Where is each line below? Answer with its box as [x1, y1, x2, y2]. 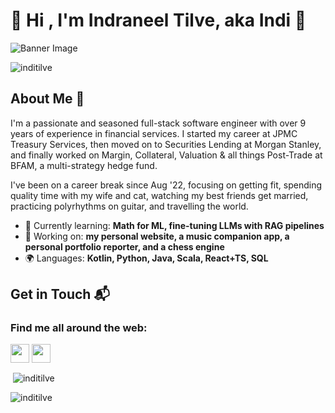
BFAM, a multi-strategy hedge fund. [10, 159, 158, 171]
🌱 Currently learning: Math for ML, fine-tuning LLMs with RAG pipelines [24, 219, 325, 231]
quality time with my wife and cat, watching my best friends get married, [10, 189, 309, 201]
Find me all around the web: [10, 321, 148, 335]
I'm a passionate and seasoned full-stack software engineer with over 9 [10, 117, 307, 129]
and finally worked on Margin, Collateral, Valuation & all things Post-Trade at [10, 149, 323, 161]
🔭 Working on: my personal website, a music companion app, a [24, 230, 290, 242]
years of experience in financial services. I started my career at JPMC [10, 127, 298, 139]
